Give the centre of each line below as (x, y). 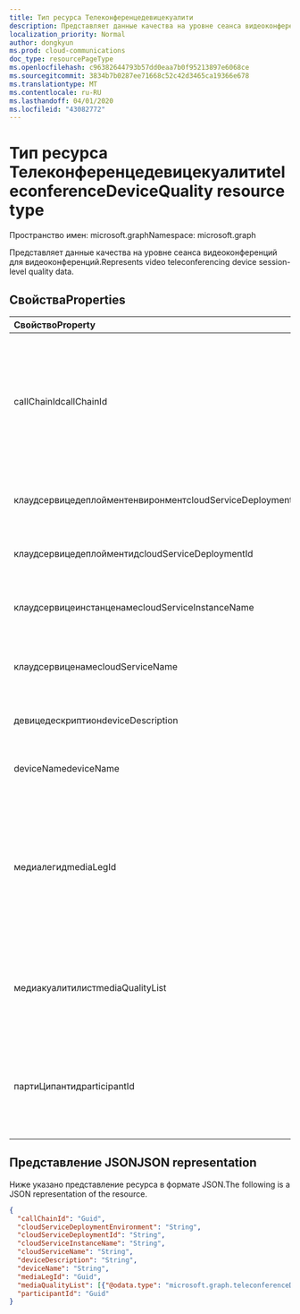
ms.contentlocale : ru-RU (55, 92)
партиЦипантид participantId (75, 1086)
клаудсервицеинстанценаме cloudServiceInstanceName (134, 607)
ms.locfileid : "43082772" (57, 109)
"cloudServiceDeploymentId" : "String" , (92, 1235)
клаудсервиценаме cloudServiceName (96, 666)
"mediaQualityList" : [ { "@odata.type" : (90, 1285)
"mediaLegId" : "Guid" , (59, 1276)
